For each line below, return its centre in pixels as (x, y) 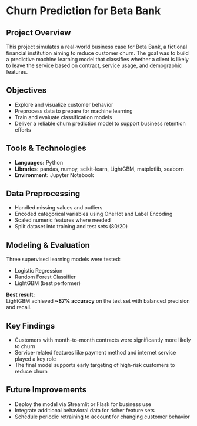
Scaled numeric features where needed (62, 220)
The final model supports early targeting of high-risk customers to (95, 365)
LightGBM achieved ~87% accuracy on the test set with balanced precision (98, 301)
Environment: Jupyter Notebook (54, 175)
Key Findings (31, 326)
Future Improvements (46, 390)
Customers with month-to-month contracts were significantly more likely (103, 340)
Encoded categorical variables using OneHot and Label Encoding (94, 214)
